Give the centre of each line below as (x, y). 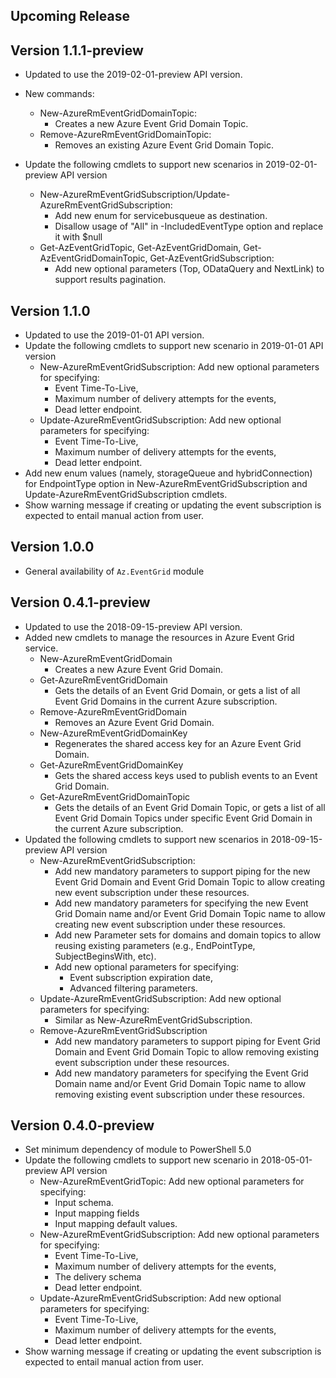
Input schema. (84, 1203)
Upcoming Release (70, 16)
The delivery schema (98, 1277)
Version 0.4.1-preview (80, 602)
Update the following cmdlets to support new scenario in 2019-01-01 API (174, 346)
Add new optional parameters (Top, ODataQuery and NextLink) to (189, 269)
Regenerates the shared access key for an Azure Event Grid (178, 743)
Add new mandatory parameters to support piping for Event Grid (187, 1041)
